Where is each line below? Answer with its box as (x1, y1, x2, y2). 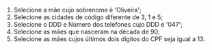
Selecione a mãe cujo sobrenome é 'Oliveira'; (13, 6, 142, 14)
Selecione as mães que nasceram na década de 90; (13, 27, 160, 36)
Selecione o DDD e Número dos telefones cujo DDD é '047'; (13, 21, 183, 28)
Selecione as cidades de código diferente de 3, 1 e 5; (13, 13, 163, 21)
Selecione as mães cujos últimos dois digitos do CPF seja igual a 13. (13, 35, 205, 43)
